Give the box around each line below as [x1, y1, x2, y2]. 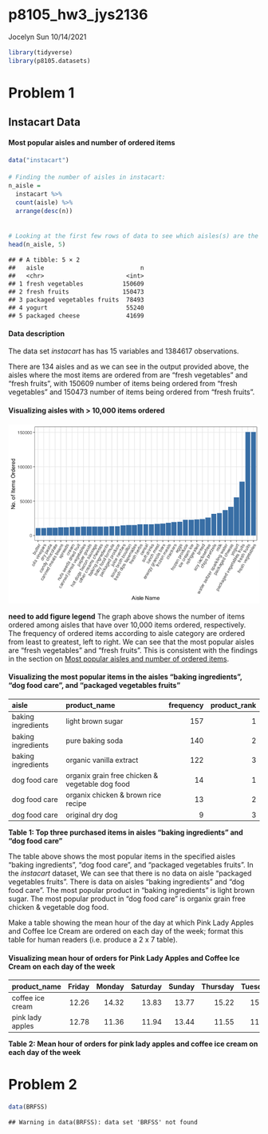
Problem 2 [8, 1076, 77, 1094]
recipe [65, 799, 87, 808]
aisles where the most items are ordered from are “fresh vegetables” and [8, 370, 248, 380]
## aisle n [8, 264, 145, 272]
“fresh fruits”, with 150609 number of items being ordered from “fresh [8, 379, 238, 389]
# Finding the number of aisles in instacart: [8, 173, 166, 181]
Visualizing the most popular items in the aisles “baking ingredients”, [8, 672, 242, 682]
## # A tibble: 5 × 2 [8, 256, 81, 264]
